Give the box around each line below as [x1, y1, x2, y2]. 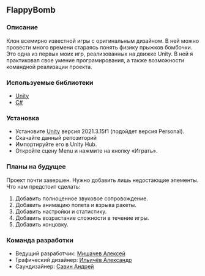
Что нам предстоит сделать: [6, 183, 81, 190]
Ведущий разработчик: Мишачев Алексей [15, 250, 125, 257]
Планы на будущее [6, 162, 66, 171]
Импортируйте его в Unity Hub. [15, 140, 97, 148]
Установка [6, 114, 40, 122]
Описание [6, 23, 39, 32]
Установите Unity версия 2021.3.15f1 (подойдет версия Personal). [15, 128, 185, 135]
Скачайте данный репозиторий [15, 134, 97, 142]
